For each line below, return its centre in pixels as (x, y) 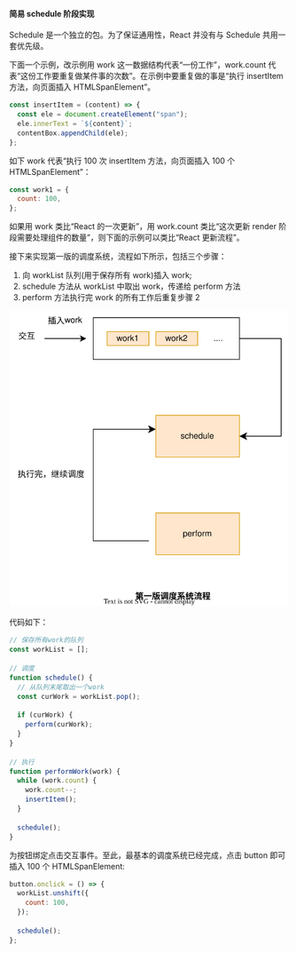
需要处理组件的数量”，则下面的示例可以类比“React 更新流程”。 (130, 238)
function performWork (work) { (65, 771)
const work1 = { (39, 190)
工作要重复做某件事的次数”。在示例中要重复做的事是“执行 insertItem (160, 76)
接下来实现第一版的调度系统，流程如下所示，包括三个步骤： (118, 257)
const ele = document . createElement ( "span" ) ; (103, 115)
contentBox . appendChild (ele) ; (73, 133)
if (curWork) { (45, 715)
